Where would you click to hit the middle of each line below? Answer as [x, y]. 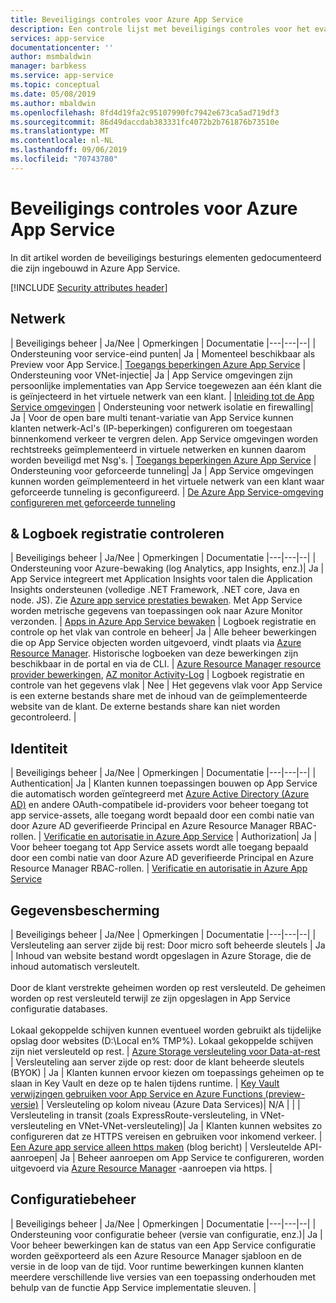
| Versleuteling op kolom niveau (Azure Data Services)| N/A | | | [170, 1104]
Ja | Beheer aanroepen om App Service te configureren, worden [192, 1157]
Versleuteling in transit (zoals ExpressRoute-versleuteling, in [134, 1115]
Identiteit [39, 748]
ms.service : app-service [62, 76]
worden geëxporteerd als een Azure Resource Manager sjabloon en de [156, 1255]
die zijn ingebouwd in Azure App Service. [95, 268]
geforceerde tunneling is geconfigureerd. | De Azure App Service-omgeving [167, 492]
